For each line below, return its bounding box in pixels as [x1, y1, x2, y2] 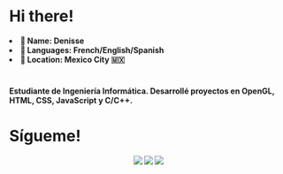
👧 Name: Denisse [20, 35, 85, 46]
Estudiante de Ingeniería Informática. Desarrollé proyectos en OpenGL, [9, 86, 275, 96]
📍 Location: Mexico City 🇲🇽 [20, 54, 126, 64]
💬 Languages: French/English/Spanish [20, 44, 164, 55]
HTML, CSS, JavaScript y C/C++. [9, 95, 133, 106]
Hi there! [9, 6, 74, 26]
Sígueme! [9, 126, 81, 147]
